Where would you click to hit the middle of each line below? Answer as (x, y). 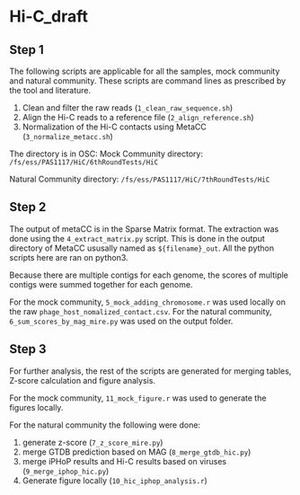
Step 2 (28, 207)
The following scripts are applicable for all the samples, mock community (145, 71)
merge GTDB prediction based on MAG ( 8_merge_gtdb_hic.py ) (137, 452)
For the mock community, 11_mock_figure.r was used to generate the (138, 398)
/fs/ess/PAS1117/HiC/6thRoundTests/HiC (84, 163)
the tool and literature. (50, 90)
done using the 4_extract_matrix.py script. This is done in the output (137, 238)
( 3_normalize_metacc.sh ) (68, 136)
